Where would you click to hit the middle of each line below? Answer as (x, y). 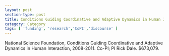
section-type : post (25, 15)
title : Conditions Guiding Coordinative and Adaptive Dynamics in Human (83, 19)
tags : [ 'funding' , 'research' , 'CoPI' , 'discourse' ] (61, 29)
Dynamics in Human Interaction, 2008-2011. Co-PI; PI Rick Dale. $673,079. (82, 48)
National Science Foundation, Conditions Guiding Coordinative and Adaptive (84, 43)
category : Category (25, 24)
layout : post (18, 10)
